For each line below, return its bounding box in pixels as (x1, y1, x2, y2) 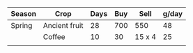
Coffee (43, 32, 65, 41)
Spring (10, 21, 33, 30)
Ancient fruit (43, 21, 84, 30)
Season (10, 9, 37, 18)
